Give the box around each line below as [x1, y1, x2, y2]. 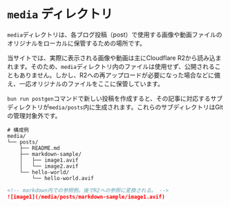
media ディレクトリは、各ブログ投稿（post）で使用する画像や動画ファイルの [7, 30, 222, 39]
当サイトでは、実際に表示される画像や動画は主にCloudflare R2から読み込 [7, 53, 215, 62]
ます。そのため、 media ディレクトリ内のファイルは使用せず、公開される [12, 62, 215, 70]
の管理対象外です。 [7, 111, 61, 119]
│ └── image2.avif [19, 163, 79, 170]
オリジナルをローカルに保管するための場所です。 [7, 39, 146, 47]
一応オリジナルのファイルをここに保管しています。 [19, 79, 164, 88]
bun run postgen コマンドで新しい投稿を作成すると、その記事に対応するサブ [7, 94, 223, 102]
